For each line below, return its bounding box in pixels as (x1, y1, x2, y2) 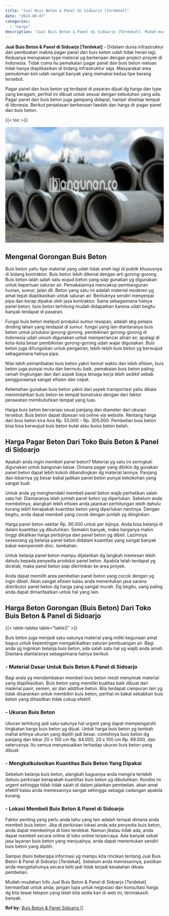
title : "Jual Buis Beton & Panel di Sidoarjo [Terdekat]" (5, 8, 129, 13)
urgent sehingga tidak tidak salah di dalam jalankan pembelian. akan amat (5, 782, 158, 788)
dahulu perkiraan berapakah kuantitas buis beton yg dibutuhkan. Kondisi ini (5, 776, 161, 782)
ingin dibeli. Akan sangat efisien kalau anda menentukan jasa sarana (5, 578, 147, 585)
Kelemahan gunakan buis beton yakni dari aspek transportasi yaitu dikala (5, 386, 157, 392)
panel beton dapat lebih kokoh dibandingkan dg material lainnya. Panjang (5, 470, 157, 476)
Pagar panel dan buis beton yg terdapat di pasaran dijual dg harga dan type (5, 86, 162, 92)
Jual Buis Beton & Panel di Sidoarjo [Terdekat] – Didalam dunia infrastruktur (5, 44, 164, 50)
